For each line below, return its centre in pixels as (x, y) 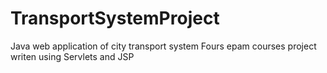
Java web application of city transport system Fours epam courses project (163, 46)
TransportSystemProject (115, 18)
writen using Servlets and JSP (72, 56)
